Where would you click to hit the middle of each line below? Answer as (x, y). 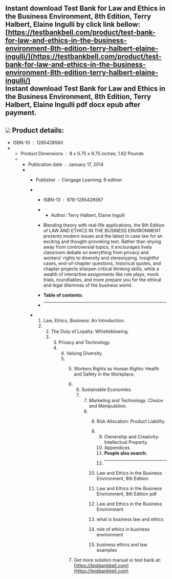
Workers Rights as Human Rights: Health (117, 369)
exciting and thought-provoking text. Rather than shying (102, 241)
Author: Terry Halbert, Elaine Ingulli (88, 215)
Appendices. (118, 448)
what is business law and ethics (130, 519)
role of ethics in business (123, 529)
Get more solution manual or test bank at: (117, 560)
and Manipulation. (108, 406)
